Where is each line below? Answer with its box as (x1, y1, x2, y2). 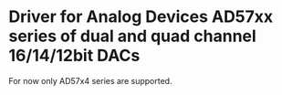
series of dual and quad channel (8, 26, 256, 47)
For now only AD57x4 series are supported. (8, 75, 172, 86)
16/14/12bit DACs (8, 46, 141, 66)
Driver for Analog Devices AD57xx (8, 6, 274, 27)
